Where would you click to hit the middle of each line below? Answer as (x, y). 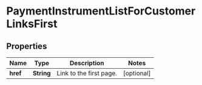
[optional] (137, 73)
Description (87, 63)
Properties (27, 46)
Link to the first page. (87, 73)
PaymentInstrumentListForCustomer (101, 11)
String (42, 73)
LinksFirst (32, 24)
